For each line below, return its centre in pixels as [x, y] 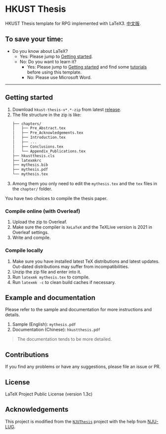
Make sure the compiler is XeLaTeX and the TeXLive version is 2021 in [82, 227]
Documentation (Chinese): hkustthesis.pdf [56, 330]
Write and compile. [31, 237]
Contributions [27, 355]
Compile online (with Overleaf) [43, 211]
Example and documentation [50, 298]
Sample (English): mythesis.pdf [44, 324]
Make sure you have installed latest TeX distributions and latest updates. [86, 261]
